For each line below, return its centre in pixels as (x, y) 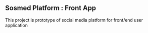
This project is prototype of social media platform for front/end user (74, 20)
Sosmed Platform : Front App (51, 8)
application (17, 25)
